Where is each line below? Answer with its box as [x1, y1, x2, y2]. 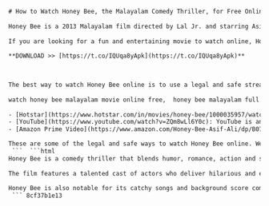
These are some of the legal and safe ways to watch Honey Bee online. [8, 140, 252, 148]
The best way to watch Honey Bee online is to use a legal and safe [8, 81, 242, 89]
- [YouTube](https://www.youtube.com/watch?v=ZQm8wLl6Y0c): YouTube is [8, 118, 252, 126]
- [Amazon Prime [8, 125, 62, 133]
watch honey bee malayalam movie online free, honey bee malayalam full [8, 96, 260, 104]
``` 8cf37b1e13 [11, 192, 62, 200]
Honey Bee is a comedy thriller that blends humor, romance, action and [8, 154, 256, 163]
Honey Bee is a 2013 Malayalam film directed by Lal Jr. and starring [8, 22, 249, 30]
